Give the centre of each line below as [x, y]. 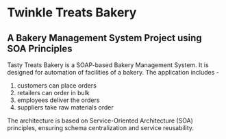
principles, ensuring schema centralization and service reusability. [100, 128]
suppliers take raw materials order [65, 107]
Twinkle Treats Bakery [72, 13]
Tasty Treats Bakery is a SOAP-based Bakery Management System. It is [108, 65]
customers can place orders [57, 86]
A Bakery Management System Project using [104, 38]
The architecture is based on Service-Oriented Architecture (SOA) [100, 121]
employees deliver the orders [58, 100]
